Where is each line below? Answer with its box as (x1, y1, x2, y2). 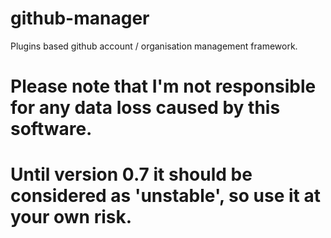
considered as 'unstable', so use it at (10, 185, 321, 207)
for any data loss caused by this (10, 97, 281, 119)
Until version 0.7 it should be (10, 163, 253, 186)
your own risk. (10, 206, 133, 229)
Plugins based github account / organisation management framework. (10, 40, 298, 52)
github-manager (10, 7, 150, 30)
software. (10, 118, 93, 141)
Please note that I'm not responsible (10, 75, 317, 98)
